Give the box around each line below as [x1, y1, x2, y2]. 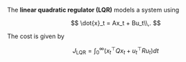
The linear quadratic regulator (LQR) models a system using [7, 6, 180, 14]
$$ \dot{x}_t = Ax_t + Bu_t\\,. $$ [70, 19, 161, 27]
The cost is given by [7, 32, 65, 40]
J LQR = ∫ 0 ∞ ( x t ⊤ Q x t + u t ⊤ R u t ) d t [72, 46, 159, 57]
